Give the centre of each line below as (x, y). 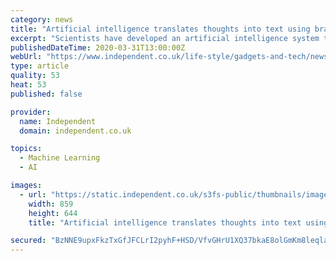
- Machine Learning (60, 158)
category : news (42, 19)
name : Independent (58, 121)
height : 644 (53, 213)
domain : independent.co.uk (75, 131)
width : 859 (51, 204)
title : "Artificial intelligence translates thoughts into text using (160, 29)
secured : (28, 241)
